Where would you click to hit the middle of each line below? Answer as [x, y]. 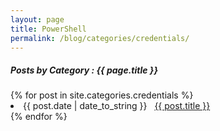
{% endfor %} [39, 117]
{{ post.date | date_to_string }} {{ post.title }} [117, 106]
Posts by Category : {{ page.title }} [84, 70]
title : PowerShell [48, 29]
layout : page [37, 19]
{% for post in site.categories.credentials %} [102, 95]
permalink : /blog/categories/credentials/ [100, 38]
